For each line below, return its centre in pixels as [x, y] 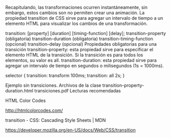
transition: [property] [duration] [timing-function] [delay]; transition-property [86, 33]
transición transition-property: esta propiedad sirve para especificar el [79, 49]
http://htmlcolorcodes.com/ [34, 110]
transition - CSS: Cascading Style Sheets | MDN [56, 120]
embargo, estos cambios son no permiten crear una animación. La [75, 13]
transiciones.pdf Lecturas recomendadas [78, 91]
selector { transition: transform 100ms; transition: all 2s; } [65, 75]
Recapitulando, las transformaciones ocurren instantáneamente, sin [77, 7]
